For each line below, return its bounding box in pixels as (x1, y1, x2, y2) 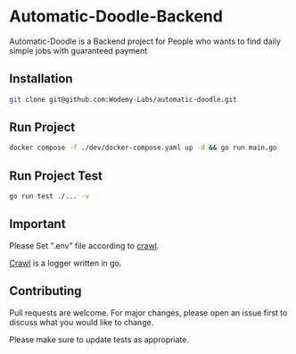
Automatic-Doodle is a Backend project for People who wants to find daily (9, 36, 281, 46)
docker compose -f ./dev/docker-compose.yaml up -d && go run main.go (9, 143, 277, 153)
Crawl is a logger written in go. (9, 257, 122, 268)
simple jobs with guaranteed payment (9, 45, 148, 55)
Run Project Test (9, 168, 103, 183)
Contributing (9, 283, 82, 299)
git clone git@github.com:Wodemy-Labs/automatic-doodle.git (9, 95, 238, 104)
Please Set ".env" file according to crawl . (9, 240, 160, 251)
